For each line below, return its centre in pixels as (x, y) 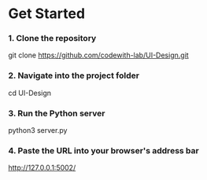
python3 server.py (38, 130)
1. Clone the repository (52, 39)
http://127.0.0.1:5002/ (42, 168)
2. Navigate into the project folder (74, 75)
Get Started (46, 14)
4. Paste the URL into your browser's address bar (103, 151)
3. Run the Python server (57, 113)
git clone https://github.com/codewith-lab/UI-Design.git (98, 55)
